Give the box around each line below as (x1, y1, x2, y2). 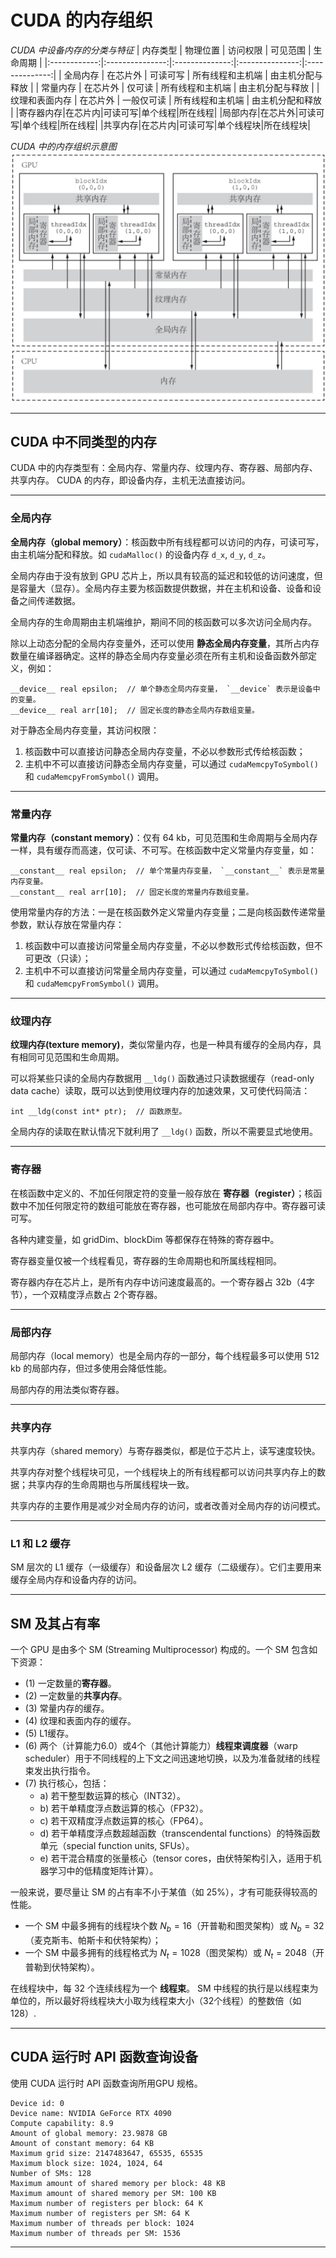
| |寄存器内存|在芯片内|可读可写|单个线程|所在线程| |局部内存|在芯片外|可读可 (10, 106, 325, 118)
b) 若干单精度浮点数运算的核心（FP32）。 (39, 1802, 209, 1815)
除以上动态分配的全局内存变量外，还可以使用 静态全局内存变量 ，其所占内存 (10, 637, 320, 649)
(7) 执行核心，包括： (24, 1777, 110, 1790)
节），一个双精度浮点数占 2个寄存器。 (10, 1288, 163, 1300)
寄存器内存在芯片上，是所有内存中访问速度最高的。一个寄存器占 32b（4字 (10, 1276, 315, 1288)
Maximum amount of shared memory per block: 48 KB (10, 2178, 226, 2188)
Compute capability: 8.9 (10, 2118, 114, 2128)
